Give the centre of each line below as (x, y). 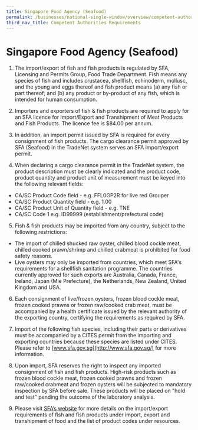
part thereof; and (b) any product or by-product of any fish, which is (97, 93)
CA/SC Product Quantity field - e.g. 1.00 (63, 202)
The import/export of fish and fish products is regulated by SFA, (92, 68)
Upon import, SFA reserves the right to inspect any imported (88, 366)
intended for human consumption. (56, 100)
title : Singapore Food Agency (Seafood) (57, 12)
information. (29, 354)
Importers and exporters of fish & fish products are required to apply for (102, 111)
